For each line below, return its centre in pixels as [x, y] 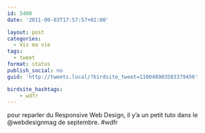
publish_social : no [35, 70]
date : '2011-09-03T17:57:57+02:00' [58, 20]
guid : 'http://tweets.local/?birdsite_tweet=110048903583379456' [102, 77]
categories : [24, 38]
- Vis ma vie [32, 45]
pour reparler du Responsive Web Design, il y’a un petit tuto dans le [102, 115]
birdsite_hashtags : [35, 89]
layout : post [26, 32]
